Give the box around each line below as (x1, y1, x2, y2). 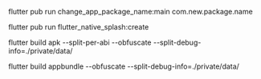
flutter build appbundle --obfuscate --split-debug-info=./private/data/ (8, 61, 239, 71)
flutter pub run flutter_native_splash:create (8, 22, 149, 31)
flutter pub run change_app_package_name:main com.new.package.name (8, 7, 253, 16)
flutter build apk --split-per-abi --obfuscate (8, 38, 152, 47)
